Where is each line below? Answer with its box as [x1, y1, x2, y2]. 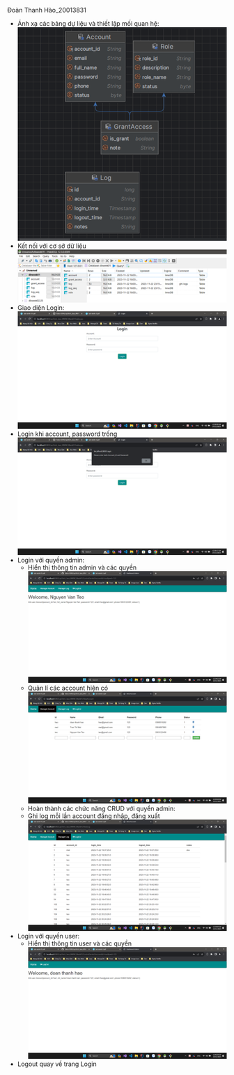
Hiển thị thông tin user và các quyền [27, 939, 132, 948]
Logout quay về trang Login [17, 1060, 97, 1068]
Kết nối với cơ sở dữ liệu [17, 242, 86, 250]
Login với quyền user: [17, 932, 80, 941]
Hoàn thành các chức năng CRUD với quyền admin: [27, 804, 175, 813]
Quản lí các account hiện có [27, 684, 109, 692]
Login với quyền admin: [17, 556, 85, 565]
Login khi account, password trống [17, 430, 118, 438]
